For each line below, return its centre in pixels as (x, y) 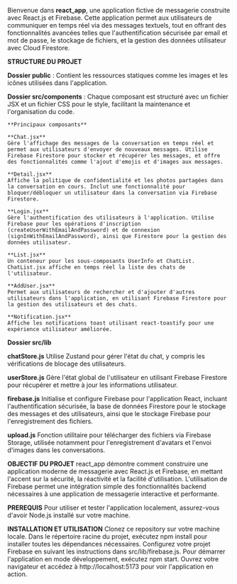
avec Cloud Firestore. (39, 48)
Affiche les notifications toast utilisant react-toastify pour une (111, 323)
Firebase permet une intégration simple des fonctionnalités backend (107, 486)
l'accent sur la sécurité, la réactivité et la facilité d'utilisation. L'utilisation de (117, 479)
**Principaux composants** (47, 125)
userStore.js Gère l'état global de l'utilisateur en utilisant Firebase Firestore (117, 377)
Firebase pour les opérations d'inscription (74, 224)
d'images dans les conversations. (56, 450)
